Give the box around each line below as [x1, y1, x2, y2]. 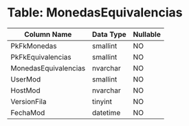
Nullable [133, 29, 162, 39]
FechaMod [10, 108, 45, 117]
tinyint [91, 97, 112, 106]
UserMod [10, 74, 41, 84]
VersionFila [10, 97, 47, 106]
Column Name [23, 29, 72, 39]
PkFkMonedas [10, 41, 57, 51]
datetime [91, 108, 121, 117]
